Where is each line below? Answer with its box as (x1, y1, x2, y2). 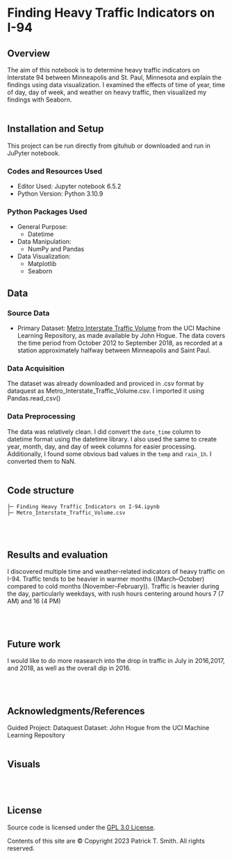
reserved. (7, 844, 35, 852)
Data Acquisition (7, 364, 65, 373)
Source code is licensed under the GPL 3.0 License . (7, 823, 156, 832)
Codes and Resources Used (7, 166, 103, 175)
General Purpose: (17, 223, 68, 231)
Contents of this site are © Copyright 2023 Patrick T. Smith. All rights (7, 836, 205, 845)
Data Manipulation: (17, 237, 72, 246)
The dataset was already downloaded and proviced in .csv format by (7, 380, 204, 388)
